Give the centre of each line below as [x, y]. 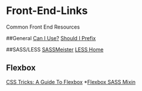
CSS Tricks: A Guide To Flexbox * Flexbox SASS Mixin [71, 82]
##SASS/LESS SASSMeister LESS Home [55, 49]
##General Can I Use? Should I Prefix [51, 38]
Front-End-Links [47, 11]
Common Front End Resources [43, 27]
